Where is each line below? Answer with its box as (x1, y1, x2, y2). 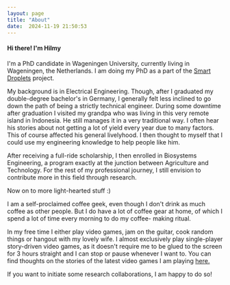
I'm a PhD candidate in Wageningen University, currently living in (7, 59, 190, 67)
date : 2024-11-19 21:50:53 (7, 23, 88, 29)
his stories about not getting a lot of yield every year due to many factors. (7, 123, 214, 132)
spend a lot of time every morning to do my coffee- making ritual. (7, 214, 192, 223)
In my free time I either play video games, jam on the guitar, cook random (7, 227, 214, 236)
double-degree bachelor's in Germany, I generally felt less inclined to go (7, 94, 212, 103)
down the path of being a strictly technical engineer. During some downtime (7, 101, 221, 110)
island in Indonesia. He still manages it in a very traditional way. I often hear (7, 116, 219, 124)
